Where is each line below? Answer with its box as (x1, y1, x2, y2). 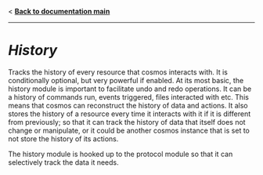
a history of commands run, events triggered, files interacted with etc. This (8, 92, 249, 101)
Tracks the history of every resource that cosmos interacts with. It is (8, 67, 229, 77)
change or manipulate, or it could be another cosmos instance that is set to (8, 126, 250, 135)
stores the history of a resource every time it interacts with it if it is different (8, 109, 251, 118)
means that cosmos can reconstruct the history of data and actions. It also (8, 100, 248, 110)
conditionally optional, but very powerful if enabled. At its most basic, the (8, 75, 244, 85)
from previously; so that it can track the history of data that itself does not (8, 117, 246, 126)
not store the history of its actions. (8, 133, 119, 144)
